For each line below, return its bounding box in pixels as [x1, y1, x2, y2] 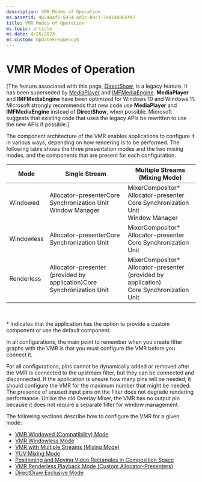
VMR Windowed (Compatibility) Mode [14, 430, 109, 438]
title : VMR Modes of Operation [6, 20, 85, 26]
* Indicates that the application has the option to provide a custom [6, 320, 170, 328]
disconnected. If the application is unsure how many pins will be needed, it [6, 375, 191, 382]
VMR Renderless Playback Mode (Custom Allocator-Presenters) [14, 462, 173, 469]
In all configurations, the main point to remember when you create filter [6, 338, 183, 346]
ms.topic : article [6, 25, 52, 32]
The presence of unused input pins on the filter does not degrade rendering [6, 388, 194, 395]
